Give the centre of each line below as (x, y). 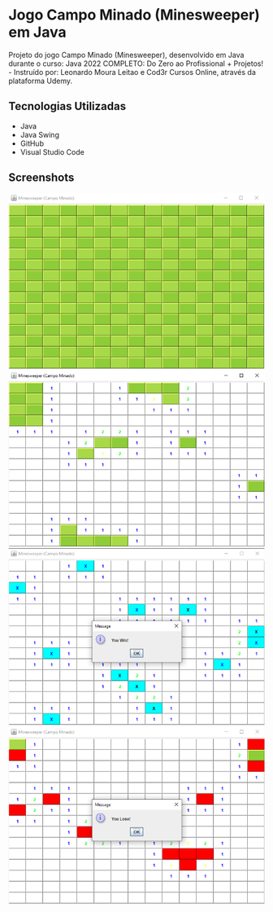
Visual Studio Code (52, 151)
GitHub (32, 143)
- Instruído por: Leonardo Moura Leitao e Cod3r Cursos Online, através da (132, 72)
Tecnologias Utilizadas (67, 106)
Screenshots (41, 178)
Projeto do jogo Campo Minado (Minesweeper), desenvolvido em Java (126, 55)
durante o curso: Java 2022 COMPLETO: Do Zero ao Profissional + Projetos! (136, 64)
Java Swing (39, 134)
